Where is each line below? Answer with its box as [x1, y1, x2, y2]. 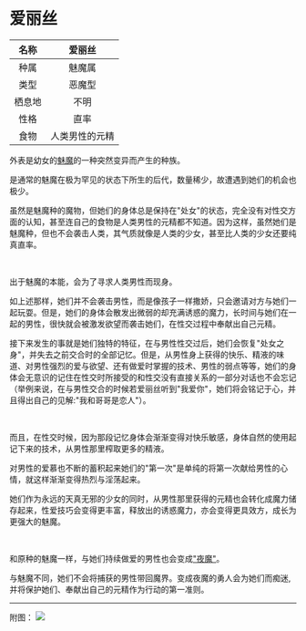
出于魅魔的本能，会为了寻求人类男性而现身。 [9, 275, 178, 287]
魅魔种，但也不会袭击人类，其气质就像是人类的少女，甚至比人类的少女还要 [9, 227, 289, 238]
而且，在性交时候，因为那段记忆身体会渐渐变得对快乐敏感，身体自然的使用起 [9, 431, 297, 442]
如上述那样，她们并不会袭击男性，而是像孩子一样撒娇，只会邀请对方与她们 [9, 295, 289, 306]
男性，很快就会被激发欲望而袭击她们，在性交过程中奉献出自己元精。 [25, 318, 280, 329]
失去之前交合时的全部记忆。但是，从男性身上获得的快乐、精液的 [36, 348, 277, 360]
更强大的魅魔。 [9, 516, 66, 527]
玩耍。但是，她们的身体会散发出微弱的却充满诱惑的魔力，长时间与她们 [16, 306, 280, 317]
